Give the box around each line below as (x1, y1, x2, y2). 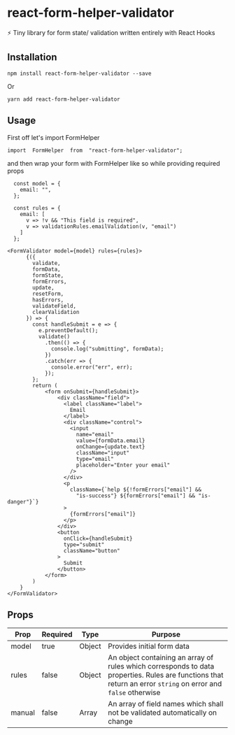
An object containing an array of (108, 652, 214, 662)
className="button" (63, 547, 120, 554)
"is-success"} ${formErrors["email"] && (76, 492, 196, 499)
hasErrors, (32, 296, 64, 304)
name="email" (76, 431, 114, 438)
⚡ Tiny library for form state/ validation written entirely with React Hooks (7, 28, 215, 36)
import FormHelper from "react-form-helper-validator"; (7, 147, 183, 154)
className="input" (76, 449, 130, 456)
